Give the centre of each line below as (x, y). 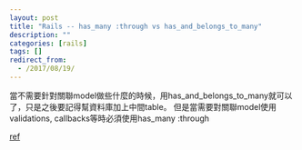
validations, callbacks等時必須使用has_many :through (110, 118)
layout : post (34, 18)
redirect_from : (38, 60)
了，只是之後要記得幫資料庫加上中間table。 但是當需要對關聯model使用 (143, 106)
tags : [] (26, 52)
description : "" (40, 35)
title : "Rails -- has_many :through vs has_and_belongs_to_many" (136, 26)
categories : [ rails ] (49, 43)
